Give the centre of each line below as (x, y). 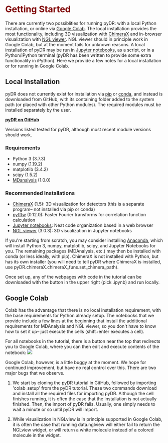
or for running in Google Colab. (37, 66)
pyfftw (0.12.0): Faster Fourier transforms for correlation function (79, 215)
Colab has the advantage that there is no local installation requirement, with (83, 310)
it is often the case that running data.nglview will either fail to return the (86, 425)
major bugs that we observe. (35, 373)
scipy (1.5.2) (25, 175)
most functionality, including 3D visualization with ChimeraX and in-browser (83, 34)
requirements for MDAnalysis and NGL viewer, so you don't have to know (81, 326)
